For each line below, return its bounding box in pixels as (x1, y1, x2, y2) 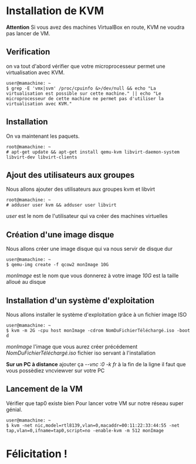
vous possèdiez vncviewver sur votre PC (6, 367, 105, 374)
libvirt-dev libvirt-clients (6, 154, 77, 160)
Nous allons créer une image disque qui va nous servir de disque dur (6, 246, 173, 253)
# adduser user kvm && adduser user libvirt (6, 202, 117, 208)
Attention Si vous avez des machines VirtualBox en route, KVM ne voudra (6, 24, 185, 31)
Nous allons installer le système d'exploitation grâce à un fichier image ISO (6, 311, 187, 318)
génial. (6, 406, 22, 413)
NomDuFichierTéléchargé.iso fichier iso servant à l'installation (6, 349, 156, 356)
